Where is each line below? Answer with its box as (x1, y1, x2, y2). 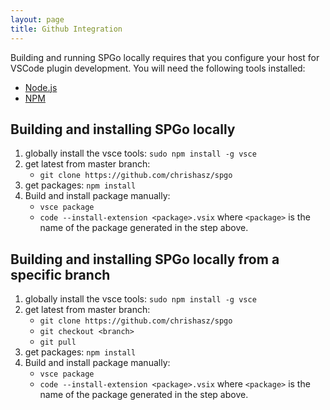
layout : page (10, 14, 65, 25)
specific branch (10, 266, 111, 283)
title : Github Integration (10, 24, 123, 34)
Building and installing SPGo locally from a (10, 251, 280, 268)
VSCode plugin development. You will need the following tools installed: (10, 62, 306, 74)
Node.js (24, 81, 58, 93)
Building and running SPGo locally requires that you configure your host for (10, 51, 320, 63)
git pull (39, 337, 77, 348)
